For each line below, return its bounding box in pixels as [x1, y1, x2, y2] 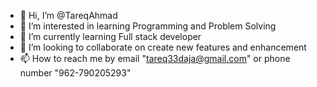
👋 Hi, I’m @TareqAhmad [19, 10, 118, 21]
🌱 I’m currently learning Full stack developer [19, 31, 202, 42]
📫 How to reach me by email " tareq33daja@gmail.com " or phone [19, 53, 291, 64]
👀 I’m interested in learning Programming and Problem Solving [19, 20, 277, 32]
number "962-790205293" [19, 67, 132, 79]
